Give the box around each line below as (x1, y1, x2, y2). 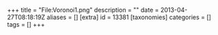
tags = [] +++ (7, 21, 45, 28)
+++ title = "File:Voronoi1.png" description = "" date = (7, 6, 160, 14)
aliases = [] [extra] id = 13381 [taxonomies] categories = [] (47, 13, 212, 21)
